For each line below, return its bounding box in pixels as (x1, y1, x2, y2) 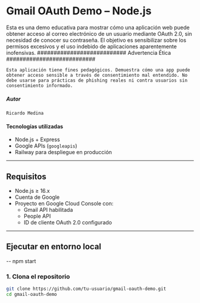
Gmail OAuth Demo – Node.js (6, 4, 152, 18)
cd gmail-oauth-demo (6, 291, 58, 297)
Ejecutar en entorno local (6, 242, 102, 252)
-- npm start (6, 257, 36, 264)
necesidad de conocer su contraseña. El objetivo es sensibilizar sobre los (6, 36, 186, 43)
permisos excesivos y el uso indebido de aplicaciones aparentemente (6, 43, 177, 50)
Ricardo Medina (6, 110, 44, 116)
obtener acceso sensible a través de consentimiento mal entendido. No (6, 72, 187, 78)
